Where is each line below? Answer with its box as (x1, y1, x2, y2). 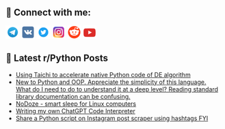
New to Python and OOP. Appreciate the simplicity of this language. (15, 78, 207, 86)
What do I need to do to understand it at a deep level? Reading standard (15, 85, 219, 93)
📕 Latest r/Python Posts (5, 53, 109, 64)
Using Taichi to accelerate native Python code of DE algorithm (15, 70, 191, 78)
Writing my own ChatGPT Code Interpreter (15, 106, 135, 115)
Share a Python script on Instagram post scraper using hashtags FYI (15, 114, 209, 122)
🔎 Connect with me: (5, 7, 91, 18)
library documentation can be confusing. (15, 92, 131, 100)
